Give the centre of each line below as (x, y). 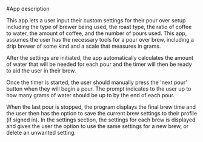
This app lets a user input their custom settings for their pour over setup (96, 20)
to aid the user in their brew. (41, 71)
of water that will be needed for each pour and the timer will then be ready (99, 64)
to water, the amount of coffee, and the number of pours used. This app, (97, 33)
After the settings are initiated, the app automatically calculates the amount (100, 58)
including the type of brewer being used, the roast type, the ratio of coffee (99, 27)
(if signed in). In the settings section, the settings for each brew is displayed (101, 120)
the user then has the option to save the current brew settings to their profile (102, 113)
